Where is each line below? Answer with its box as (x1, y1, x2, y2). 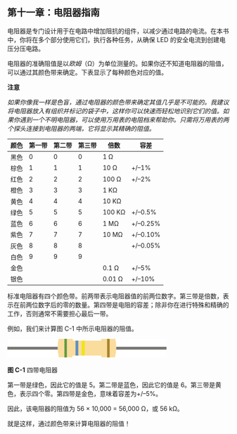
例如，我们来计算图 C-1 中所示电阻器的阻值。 (7, 324, 139, 333)
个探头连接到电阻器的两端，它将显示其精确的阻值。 (7, 124, 155, 132)
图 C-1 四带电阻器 (7, 365, 58, 374)
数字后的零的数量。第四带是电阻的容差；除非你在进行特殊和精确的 (37, 300, 229, 309)
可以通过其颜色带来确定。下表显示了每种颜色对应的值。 (7, 68, 167, 76)
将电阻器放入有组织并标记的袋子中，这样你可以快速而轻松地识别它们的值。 (7, 106, 223, 115)
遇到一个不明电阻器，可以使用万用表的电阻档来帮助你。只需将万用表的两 (19, 115, 229, 124)
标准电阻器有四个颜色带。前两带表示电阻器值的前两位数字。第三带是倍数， (7, 291, 223, 300)
